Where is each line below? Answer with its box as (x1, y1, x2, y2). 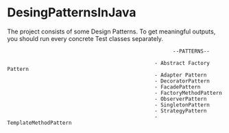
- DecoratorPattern (154, 77, 210, 85)
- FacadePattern (154, 83, 201, 90)
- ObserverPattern (154, 95, 207, 102)
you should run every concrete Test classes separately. (7, 34, 163, 42)
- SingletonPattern (154, 101, 210, 108)
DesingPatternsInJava (7, 5, 136, 20)
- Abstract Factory (154, 59, 210, 66)
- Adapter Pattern (154, 72, 207, 78)
